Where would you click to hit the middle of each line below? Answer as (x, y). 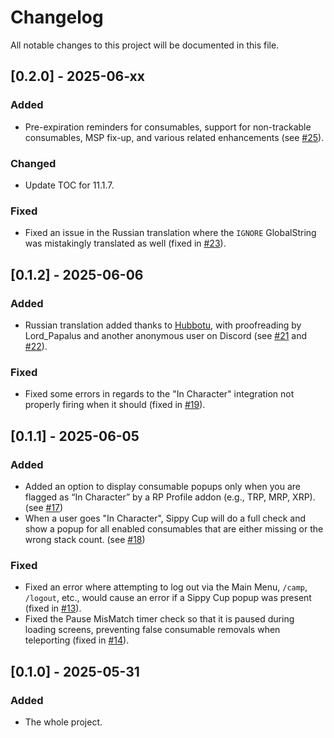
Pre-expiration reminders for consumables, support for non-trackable (168, 127)
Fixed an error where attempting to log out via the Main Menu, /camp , (166, 587)
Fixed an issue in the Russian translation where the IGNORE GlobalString (170, 233)
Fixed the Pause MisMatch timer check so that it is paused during (159, 619)
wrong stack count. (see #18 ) (85, 539)
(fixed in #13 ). (53, 608)
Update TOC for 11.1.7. (69, 185)
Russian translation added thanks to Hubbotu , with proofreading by (163, 325)
